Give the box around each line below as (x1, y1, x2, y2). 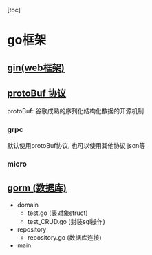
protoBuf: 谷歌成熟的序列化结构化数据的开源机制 (7, 107, 144, 115)
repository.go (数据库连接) (27, 234, 102, 242)
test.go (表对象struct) (27, 209, 88, 217)
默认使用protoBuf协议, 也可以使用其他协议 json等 (7, 141, 146, 149)
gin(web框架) (7, 62, 65, 73)
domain (17, 200, 39, 209)
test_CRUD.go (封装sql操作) (27, 218, 105, 226)
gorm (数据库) (7, 182, 67, 193)
